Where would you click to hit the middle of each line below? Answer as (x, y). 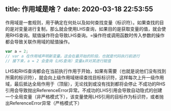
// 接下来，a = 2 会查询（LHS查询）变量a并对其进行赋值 (58, 61)
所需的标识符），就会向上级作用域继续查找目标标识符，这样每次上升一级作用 (85, 78)
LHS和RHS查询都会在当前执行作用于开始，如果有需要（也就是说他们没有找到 (86, 71)
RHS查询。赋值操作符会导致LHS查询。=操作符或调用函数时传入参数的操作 (87, 35)
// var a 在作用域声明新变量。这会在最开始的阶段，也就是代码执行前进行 (73, 56)
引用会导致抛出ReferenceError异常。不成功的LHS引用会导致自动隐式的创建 (84, 91)
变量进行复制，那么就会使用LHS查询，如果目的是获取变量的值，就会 (90, 29)
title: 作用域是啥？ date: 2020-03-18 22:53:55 (79, 9)
